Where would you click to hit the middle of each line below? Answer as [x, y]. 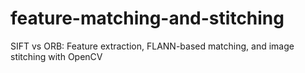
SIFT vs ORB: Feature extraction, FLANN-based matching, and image [152, 46]
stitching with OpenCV [56, 56]
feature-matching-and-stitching [147, 18]
